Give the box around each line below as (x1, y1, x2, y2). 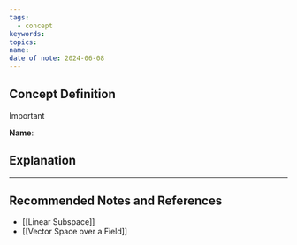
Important (9, 110, 45, 120)
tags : (9, 12, 29, 22)
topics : (9, 37, 38, 47)
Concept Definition (9, 87, 117, 102)
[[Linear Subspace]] (21, 217, 95, 227)
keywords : (9, 29, 46, 38)
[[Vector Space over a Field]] (21, 226, 128, 237)
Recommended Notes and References (9, 194, 223, 209)
